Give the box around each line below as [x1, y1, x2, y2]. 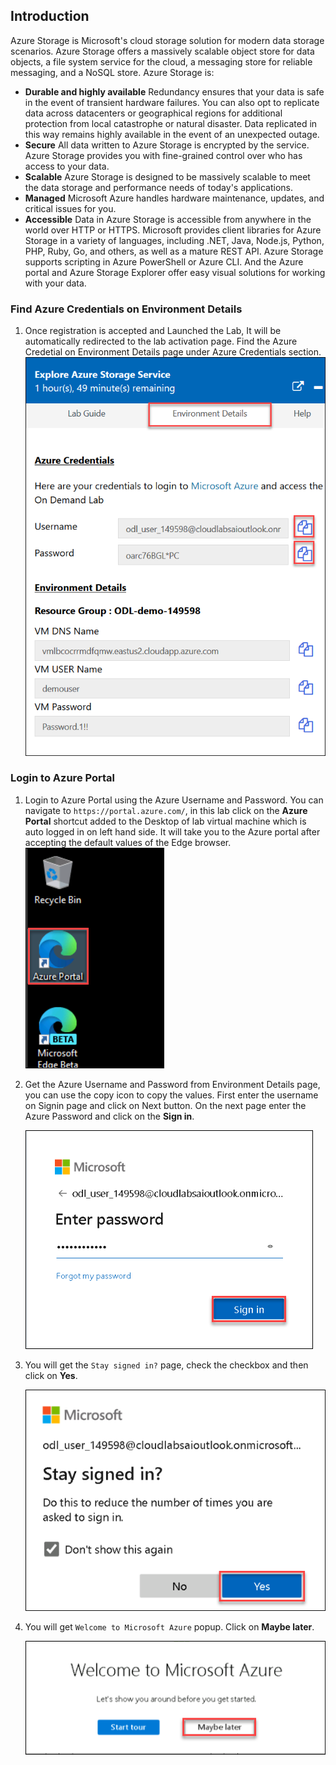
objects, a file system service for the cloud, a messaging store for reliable [10, 55, 313, 68]
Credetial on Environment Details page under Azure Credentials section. [24, 346, 322, 358]
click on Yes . [24, 1369, 78, 1381]
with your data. [24, 277, 87, 289]
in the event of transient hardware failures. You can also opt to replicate [24, 96, 320, 108]
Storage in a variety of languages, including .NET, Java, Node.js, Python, [24, 234, 325, 246]
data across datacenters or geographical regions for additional [24, 107, 283, 119]
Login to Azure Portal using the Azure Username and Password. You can [24, 794, 324, 806]
